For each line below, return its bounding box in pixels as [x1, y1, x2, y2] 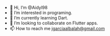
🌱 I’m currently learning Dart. [9, 15, 68, 20]
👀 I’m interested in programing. [9, 10, 73, 16]
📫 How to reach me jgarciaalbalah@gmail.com [9, 26, 105, 31]
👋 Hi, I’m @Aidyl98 [9, 5, 48, 10]
